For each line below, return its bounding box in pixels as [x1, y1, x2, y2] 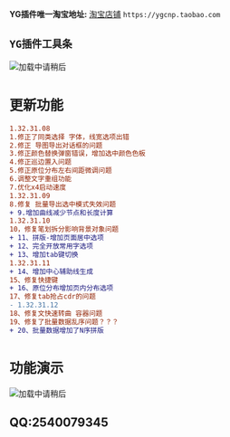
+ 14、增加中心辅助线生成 [9, 267, 93, 276]
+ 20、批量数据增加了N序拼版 [9, 326, 104, 335]
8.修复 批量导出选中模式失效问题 [9, 199, 116, 209]
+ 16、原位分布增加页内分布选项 [9, 284, 114, 293]
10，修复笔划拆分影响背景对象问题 [9, 225, 120, 234]
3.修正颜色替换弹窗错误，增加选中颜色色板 [9, 149, 147, 158]
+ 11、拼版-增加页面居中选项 [9, 233, 104, 242]
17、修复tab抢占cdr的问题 [9, 292, 97, 301]
